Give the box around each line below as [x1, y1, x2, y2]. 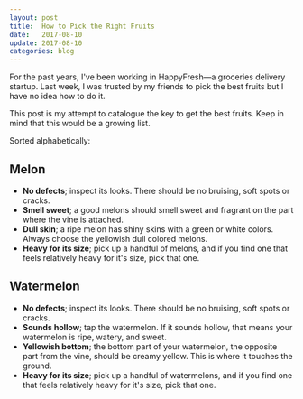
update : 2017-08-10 [9, 38, 83, 48]
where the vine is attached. [22, 214, 124, 225]
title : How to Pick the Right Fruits [9, 22, 155, 31]
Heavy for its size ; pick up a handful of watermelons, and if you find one [22, 369, 293, 380]
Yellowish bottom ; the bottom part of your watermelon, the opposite [22, 340, 278, 352]
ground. [22, 360, 52, 371]
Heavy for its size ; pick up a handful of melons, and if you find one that [22, 243, 289, 254]
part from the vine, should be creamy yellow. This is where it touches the [22, 350, 293, 361]
